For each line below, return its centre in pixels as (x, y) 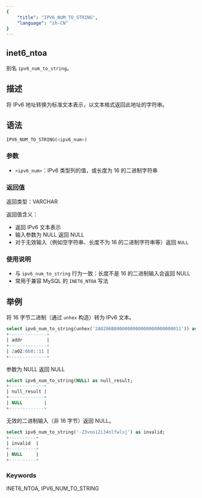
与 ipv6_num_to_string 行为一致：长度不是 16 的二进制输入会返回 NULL (103, 274)
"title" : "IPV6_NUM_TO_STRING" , (57, 17)
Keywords (21, 475)
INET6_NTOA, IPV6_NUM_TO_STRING (53, 488)
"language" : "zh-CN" (43, 23)
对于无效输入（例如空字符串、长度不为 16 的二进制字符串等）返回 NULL (102, 242)
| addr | (28, 340)
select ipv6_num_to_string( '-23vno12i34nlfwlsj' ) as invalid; (86, 432)
